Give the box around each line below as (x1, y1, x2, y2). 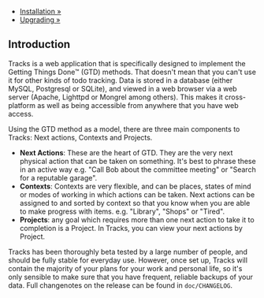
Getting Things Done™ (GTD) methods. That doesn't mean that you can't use (8, 67, 256, 76)
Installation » (19, 7, 61, 16)
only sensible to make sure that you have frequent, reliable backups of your (8, 272, 254, 281)
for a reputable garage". (19, 173, 98, 182)
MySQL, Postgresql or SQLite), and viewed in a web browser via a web (8, 84, 238, 93)
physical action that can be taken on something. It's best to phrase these (19, 156, 256, 166)
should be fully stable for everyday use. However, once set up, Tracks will (8, 255, 248, 265)
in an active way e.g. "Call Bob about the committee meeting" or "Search (19, 165, 256, 174)
